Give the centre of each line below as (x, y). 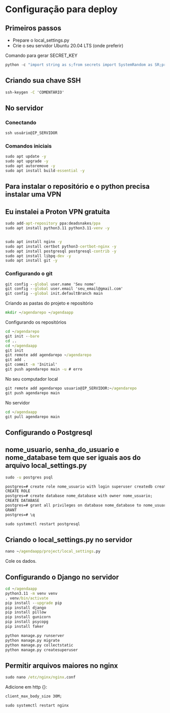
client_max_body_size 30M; (34, 696)
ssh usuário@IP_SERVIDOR (31, 133)
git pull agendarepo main (32, 417)
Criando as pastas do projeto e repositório (49, 303)
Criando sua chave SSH (43, 80)
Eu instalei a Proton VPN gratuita (58, 212)
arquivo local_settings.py (46, 466)
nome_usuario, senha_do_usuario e (62, 450)
